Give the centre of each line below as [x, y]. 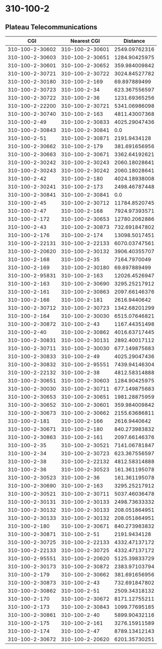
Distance [134, 41]
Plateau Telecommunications [51, 27]
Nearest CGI [85, 41]
